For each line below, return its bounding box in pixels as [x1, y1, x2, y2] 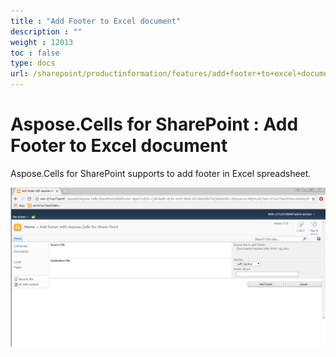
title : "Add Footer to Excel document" [10, 16, 182, 26]
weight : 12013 [10, 37, 74, 47]
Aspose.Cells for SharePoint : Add [10, 113, 299, 136]
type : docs [10, 58, 56, 69]
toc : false [10, 48, 60, 58]
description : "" [10, 26, 83, 37]
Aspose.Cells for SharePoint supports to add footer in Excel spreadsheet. [10, 167, 312, 179]
